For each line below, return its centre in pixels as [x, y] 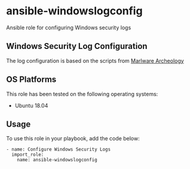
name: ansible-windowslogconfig [57, 160]
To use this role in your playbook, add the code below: [73, 139]
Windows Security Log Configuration [77, 46]
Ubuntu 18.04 [31, 105]
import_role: [28, 155]
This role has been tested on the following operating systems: [82, 94]
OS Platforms [31, 80]
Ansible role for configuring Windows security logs [69, 27]
